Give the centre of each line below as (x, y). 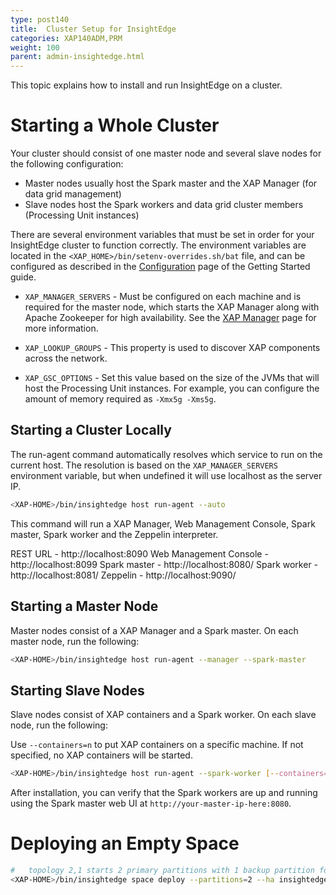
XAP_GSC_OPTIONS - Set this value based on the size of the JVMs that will (172, 378)
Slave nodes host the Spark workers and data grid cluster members (164, 205)
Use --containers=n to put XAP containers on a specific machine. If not (157, 745)
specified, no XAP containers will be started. (101, 755)
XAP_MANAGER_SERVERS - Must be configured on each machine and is (163, 297)
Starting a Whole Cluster (115, 125)
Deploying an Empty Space (125, 843)
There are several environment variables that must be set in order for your (162, 235)
